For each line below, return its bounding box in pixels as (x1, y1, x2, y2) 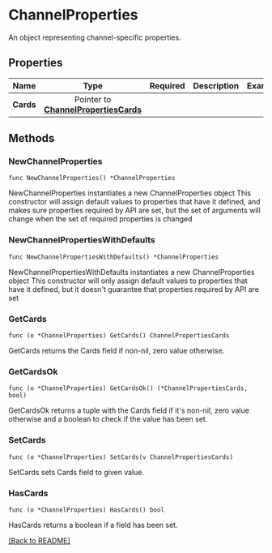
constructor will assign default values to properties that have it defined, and (8, 197, 261, 207)
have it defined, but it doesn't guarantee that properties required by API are (8, 284, 259, 294)
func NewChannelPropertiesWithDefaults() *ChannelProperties (8, 253, 219, 261)
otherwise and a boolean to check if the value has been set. (8, 414, 208, 424)
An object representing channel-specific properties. (8, 32, 181, 42)
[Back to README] (8, 535, 70, 545)
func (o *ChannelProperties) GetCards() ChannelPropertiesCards (8, 332, 230, 340)
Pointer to (74, 93, 112, 105)
